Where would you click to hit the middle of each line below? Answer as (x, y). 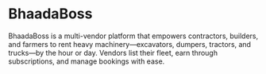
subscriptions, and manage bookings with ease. (87, 61)
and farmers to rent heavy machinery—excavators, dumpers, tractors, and (130, 44)
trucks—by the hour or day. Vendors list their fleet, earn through (113, 53)
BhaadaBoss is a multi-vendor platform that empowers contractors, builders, (133, 36)
